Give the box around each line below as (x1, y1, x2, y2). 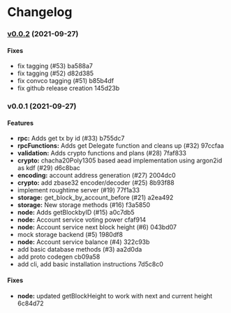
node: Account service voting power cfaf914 (17, 215, 147, 224)
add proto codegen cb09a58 (17, 252, 100, 261)
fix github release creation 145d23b (17, 84, 120, 93)
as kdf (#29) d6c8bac (17, 164, 80, 172)
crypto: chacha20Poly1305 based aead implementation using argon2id (17, 156, 223, 165)
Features (7, 119, 33, 127)
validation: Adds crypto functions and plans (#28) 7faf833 (17, 149, 187, 158)
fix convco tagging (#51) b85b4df (17, 77, 114, 85)
